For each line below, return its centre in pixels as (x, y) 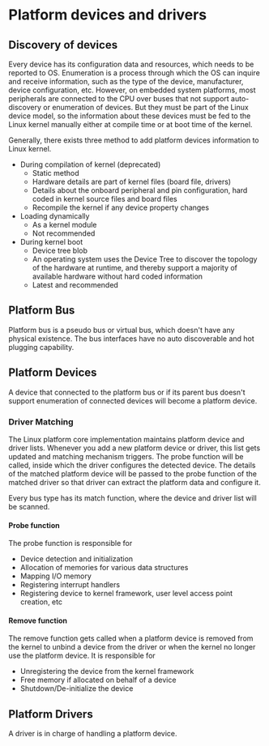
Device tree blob (60, 250)
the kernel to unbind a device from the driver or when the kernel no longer (132, 647)
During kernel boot (51, 242)
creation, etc (41, 602)
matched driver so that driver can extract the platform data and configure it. (134, 482)
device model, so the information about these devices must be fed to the (130, 116)
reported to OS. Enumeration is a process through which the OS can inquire (134, 73)
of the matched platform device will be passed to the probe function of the (133, 473)
